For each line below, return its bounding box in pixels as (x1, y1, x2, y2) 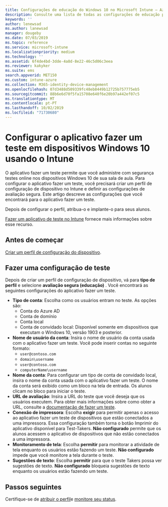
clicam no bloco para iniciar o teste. (12, 388, 86, 394)
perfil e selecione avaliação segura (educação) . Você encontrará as (5, 282, 148, 288)
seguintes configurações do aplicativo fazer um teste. (5, 287, 116, 294)
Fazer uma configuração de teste (5, 264, 110, 272)
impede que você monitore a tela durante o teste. (12, 452, 114, 458)
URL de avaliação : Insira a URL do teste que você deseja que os (12, 393, 145, 399)
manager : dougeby (5, 31, 41, 36)
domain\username (19, 357, 54, 362)
